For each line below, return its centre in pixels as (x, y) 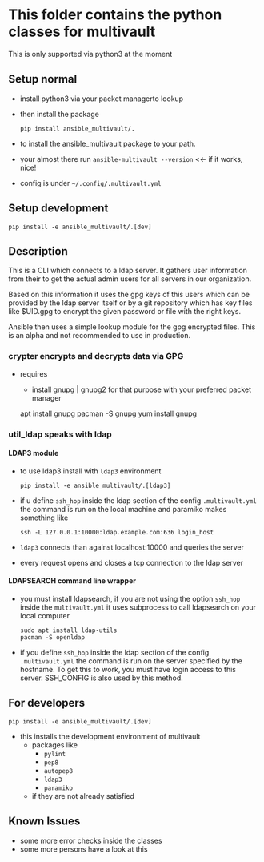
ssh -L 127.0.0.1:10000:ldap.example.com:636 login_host (117, 532)
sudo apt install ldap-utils (68, 630)
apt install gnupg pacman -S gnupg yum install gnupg (108, 413)
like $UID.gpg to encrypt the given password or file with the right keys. (125, 312)
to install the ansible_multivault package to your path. (108, 143)
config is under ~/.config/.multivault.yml (90, 183)
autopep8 (58, 771)
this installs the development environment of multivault (110, 736)
